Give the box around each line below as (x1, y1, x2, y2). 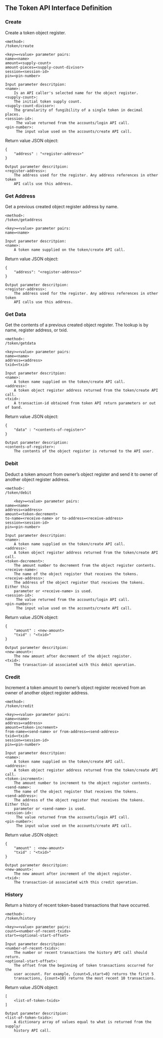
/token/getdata (5, 341, 36, 346)
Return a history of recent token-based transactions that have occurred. (5, 902, 150, 908)
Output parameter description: (5, 440, 69, 445)
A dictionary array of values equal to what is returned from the (14, 1019, 152, 1025)
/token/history (5, 916, 36, 921)
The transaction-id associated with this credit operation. (14, 880, 139, 884)
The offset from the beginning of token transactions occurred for (14, 963, 154, 968)
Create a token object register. (5, 29, 66, 36)
